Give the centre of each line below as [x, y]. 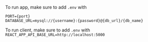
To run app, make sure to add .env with [46, 7]
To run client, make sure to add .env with [48, 30]
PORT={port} [18, 16]
